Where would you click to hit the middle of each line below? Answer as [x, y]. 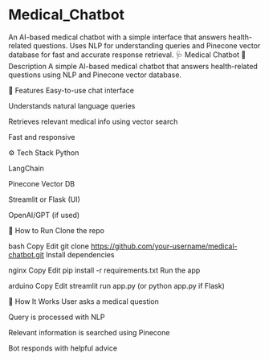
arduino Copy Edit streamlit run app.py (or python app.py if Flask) [116, 285]
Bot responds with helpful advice [63, 348]
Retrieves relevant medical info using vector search [93, 121]
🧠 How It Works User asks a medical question [84, 301]
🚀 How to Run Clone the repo [56, 230]
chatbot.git [26, 254]
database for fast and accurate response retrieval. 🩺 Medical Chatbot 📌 [127, 55]
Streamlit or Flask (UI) [44, 199]
